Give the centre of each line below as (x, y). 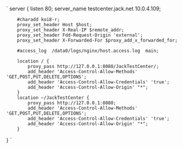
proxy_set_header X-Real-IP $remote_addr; (71, 30)
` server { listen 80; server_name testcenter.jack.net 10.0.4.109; (84, 9)
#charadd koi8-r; (39, 20)
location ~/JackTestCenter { (53, 98)
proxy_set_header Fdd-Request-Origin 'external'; (80, 35)
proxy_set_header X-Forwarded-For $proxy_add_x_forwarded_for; (97, 41)
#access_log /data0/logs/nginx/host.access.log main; (88, 51)
